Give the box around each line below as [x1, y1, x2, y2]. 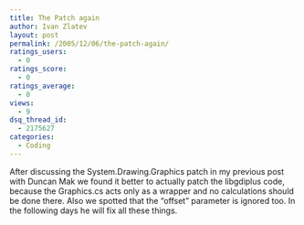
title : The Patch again [9, 13, 100, 23]
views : [9, 98, 35, 108]
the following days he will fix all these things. [9, 205, 178, 216]
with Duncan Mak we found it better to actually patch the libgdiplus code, [9, 176, 286, 187]
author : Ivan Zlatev [9, 22, 89, 31]
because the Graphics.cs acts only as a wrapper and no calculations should [9, 185, 295, 197]
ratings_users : [9, 48, 68, 57]
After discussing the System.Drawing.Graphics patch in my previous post [9, 166, 285, 177]
